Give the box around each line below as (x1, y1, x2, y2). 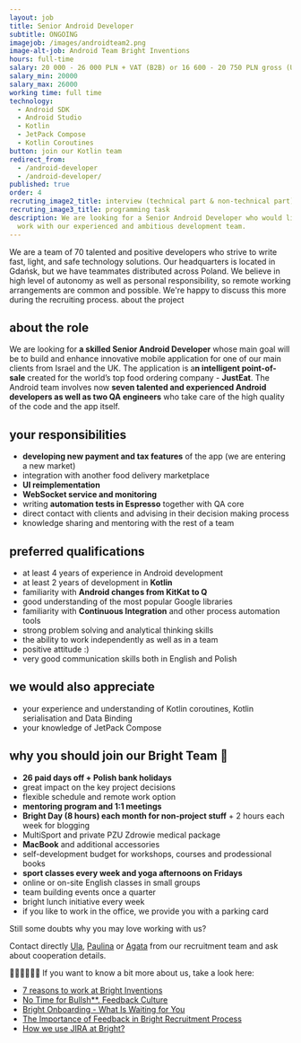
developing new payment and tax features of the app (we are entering (21, 451, 287, 462)
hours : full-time (9, 55, 74, 64)
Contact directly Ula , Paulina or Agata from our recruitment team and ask (9, 940, 279, 951)
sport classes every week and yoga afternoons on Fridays (21, 867, 244, 878)
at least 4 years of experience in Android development (21, 567, 224, 578)
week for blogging (21, 819, 90, 830)
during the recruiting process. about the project (9, 294, 185, 305)
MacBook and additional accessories (21, 838, 160, 849)
